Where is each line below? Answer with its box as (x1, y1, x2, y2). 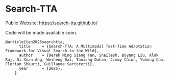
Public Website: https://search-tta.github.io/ (5, 20, 98, 26)
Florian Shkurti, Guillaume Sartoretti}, (5, 61, 95, 66)
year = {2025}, (18, 66, 63, 71)
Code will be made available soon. (5, 29, 78, 35)
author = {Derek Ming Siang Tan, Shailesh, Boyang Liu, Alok (18, 53, 159, 58)
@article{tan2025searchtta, (5, 39, 65, 45)
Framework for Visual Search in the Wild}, (5, 48, 100, 53)
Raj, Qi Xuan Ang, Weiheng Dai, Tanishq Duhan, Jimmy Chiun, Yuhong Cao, (5, 57, 166, 62)
